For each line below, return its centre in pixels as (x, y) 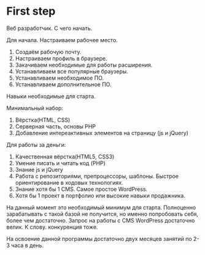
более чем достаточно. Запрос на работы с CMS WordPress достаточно (101, 220)
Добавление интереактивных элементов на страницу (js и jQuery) (102, 133)
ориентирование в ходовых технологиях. (69, 182)
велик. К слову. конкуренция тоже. (52, 227)
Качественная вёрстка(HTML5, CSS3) (65, 157)
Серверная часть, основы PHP (55, 126)
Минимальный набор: (35, 108)
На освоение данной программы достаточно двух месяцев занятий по (99, 238)
